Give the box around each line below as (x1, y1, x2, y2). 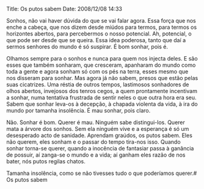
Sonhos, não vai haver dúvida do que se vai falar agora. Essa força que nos (6, 17, 197, 24)
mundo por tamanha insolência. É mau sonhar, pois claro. (6, 107, 151, 114)
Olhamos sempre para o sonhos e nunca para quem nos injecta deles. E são (6, 55, 198, 62)
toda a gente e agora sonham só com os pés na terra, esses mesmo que (6, 68, 189, 75)
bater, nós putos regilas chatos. (6, 158, 86, 165)
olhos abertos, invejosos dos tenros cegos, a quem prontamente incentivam (6, 87, 197, 94)
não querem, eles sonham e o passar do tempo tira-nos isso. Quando (6, 138, 181, 146)
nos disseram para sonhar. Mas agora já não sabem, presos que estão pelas (6, 75, 199, 81)
